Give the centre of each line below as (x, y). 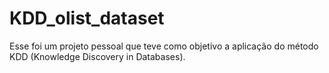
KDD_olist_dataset (87, 18)
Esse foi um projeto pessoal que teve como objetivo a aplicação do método (164, 46)
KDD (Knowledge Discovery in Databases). (97, 56)
